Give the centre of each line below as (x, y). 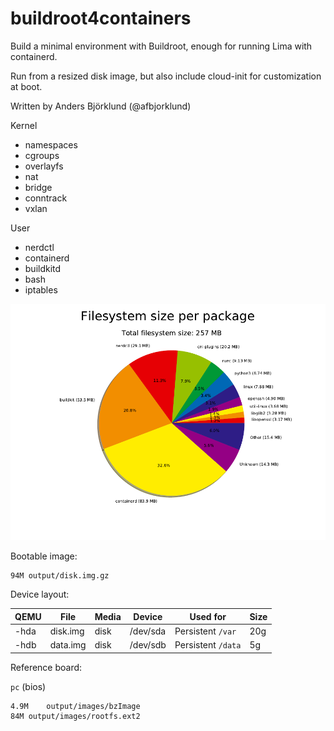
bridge (38, 187)
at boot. (26, 86)
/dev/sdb (148, 645)
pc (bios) (28, 686)
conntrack (46, 198)
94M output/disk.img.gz (60, 576)
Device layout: (40, 594)
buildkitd (43, 268)
